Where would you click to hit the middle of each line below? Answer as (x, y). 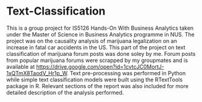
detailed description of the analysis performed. (65, 92)
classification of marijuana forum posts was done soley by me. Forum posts (101, 53)
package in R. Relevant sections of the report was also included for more (97, 86)
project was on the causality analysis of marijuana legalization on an (92, 41)
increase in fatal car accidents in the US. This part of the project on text (96, 47)
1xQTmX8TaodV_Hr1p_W (37, 73)
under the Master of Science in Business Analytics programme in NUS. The (100, 34)
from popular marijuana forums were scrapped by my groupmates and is (97, 60)
